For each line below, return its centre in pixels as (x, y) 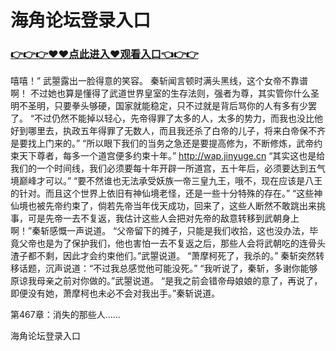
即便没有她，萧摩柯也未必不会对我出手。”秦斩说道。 (115, 293)
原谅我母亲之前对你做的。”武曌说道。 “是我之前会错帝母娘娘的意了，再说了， (166, 281)
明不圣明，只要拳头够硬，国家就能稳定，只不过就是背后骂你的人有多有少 (159, 106)
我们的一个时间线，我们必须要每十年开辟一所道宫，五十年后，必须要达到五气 (168, 168)
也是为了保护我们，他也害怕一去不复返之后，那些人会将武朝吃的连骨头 (181, 243)
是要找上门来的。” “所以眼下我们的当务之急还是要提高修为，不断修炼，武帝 (162, 143)
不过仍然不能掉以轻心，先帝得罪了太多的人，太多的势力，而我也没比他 (179, 118)
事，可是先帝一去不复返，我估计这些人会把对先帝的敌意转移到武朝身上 (155, 218)
